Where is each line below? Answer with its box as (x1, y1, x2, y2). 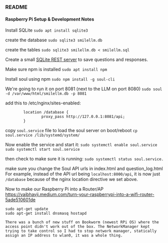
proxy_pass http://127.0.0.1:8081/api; (41, 114, 125, 119)
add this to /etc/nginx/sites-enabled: (5, 100, 81, 106)
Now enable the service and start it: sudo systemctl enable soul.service (5, 142, 157, 148)
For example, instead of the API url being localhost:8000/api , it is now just (5, 171, 160, 177)
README (5, 4, 28, 11)
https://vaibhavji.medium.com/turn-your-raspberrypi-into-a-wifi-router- (5, 192, 155, 198)
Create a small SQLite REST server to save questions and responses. (5, 56, 148, 63)
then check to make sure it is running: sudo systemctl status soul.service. (5, 156, 164, 162)
